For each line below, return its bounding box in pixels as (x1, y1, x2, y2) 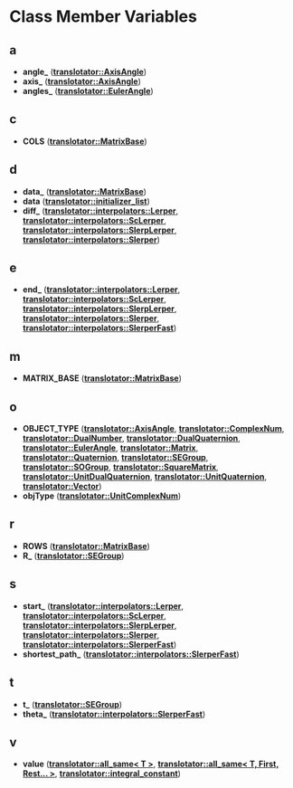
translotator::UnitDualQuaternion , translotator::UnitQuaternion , (22, 471, 268, 482)
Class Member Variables (9, 6, 197, 27)
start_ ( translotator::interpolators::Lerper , (22, 600, 184, 612)
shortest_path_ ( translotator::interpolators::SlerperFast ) (22, 649, 240, 660)
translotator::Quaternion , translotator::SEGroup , (22, 452, 209, 463)
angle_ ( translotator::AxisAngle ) (22, 66, 147, 77)
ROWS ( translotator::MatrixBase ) (22, 540, 151, 551)
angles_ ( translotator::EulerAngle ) (22, 86, 154, 96)
